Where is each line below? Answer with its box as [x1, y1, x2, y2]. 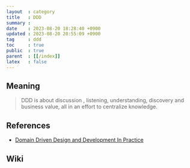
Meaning [6, 81, 40, 91]
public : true [6, 48, 44, 54]
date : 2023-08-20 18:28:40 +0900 [6, 25, 101, 32]
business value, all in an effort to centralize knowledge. [20, 103, 158, 111]
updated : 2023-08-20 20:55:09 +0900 [6, 31, 101, 37]
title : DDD [6, 14, 42, 20]
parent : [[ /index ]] [6, 53, 61, 59]
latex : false [6, 59, 47, 65]
